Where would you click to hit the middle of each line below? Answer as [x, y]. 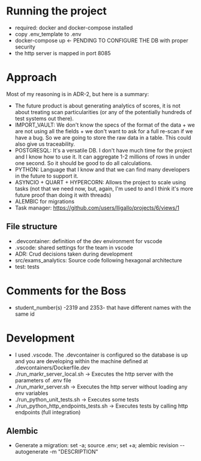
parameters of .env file [43, 380]
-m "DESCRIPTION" [74, 452]
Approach [31, 78]
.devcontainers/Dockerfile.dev [52, 367]
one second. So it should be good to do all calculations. [83, 163]
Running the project [56, 11]
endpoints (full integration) [48, 412]
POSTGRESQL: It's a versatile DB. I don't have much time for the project [103, 150]
